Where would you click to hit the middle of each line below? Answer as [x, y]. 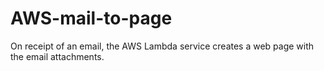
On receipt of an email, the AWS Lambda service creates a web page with [162, 46]
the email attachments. [57, 56]
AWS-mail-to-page [91, 18]
